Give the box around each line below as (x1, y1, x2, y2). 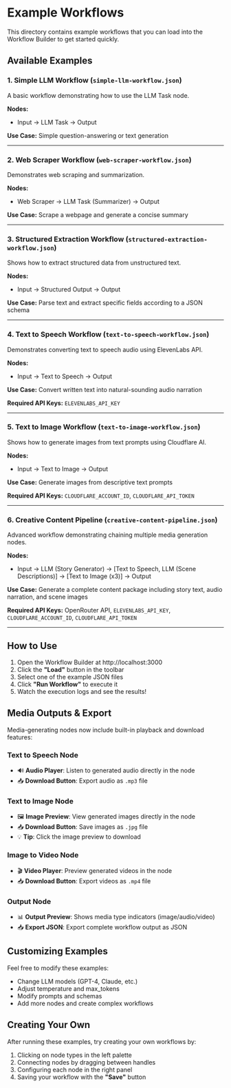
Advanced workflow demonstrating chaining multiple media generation (7, 531, 208, 539)
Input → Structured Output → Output (16, 285, 121, 294)
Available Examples (7, 55, 93, 67)
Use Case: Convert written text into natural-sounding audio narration (7, 385, 203, 393)
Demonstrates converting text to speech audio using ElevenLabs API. (7, 345, 203, 353)
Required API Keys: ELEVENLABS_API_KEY (7, 398, 120, 407)
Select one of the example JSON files (16, 673, 124, 681)
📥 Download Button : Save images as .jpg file (16, 823, 148, 831)
